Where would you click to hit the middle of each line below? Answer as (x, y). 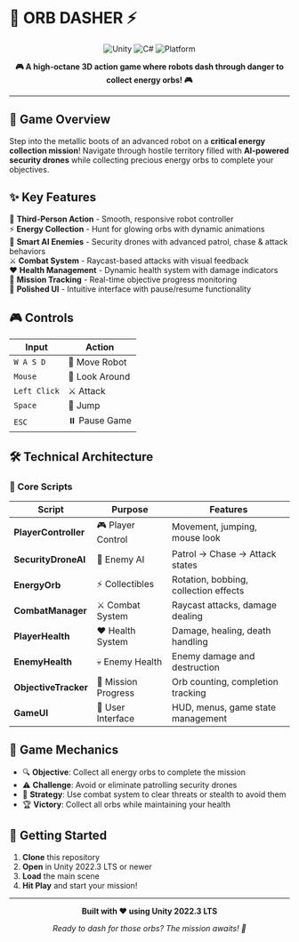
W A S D (30, 362)
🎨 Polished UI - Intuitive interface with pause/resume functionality (130, 289)
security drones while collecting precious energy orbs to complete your (141, 160)
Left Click (36, 391)
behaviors (28, 251)
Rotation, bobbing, (210, 580)
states (185, 565)
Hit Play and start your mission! (80, 885)
